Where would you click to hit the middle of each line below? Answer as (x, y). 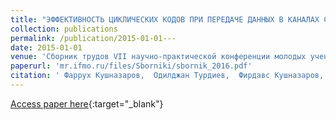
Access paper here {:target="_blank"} (87, 103)
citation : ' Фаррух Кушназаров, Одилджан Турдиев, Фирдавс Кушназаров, (167, 76)
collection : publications (64, 29)
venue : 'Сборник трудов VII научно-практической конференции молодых (158, 57)
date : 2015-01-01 (46, 47)
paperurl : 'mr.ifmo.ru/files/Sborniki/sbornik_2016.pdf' (131, 66)
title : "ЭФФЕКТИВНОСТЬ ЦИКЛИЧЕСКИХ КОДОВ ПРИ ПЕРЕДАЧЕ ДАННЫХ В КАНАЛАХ (165, 19)
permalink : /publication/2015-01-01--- (93, 38)
